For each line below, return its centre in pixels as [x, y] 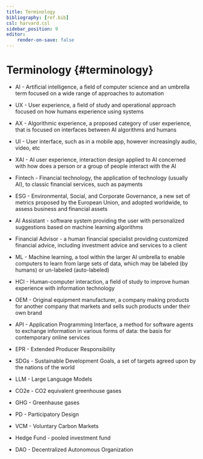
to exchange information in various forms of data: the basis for [93, 330]
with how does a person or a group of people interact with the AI [96, 166]
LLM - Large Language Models [54, 379]
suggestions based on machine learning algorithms [79, 227]
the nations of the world [45, 367]
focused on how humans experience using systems [79, 111]
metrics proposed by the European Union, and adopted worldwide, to [101, 202]
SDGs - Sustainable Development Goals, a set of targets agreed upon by [105, 361]
